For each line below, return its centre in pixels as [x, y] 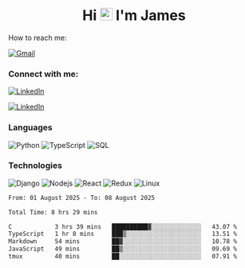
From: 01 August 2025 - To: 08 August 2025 [82, 198]
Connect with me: [43, 74]
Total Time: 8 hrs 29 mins [53, 212]
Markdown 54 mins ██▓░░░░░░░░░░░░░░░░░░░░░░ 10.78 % [123, 242]
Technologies [35, 166]
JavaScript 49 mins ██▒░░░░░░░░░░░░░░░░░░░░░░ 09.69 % [123, 249]
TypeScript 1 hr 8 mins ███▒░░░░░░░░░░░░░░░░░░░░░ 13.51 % [123, 234]
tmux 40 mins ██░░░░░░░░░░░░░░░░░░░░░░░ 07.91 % [123, 257]
